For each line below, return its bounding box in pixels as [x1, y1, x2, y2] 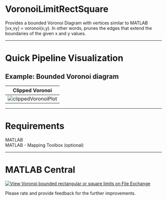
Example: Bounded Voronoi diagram [5, 72, 119, 80]
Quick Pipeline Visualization [5, 53, 123, 64]
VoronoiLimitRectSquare [5, 3, 108, 15]
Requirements [5, 121, 65, 132]
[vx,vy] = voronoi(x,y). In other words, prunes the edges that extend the [5, 25, 153, 31]
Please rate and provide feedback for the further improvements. [5, 190, 136, 196]
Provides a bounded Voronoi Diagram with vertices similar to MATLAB [5, 20, 148, 26]
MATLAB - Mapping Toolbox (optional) [5, 142, 84, 148]
